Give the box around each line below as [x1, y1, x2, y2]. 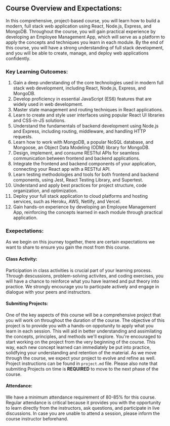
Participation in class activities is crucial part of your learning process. [6, 267, 152, 273]
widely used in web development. [13, 101, 83, 107]
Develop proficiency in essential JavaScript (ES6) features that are [13, 96, 152, 102]
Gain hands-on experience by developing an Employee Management [13, 204, 156, 210]
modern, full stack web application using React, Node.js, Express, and [6, 23, 152, 29]
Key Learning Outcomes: [6, 68, 68, 75]
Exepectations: [6, 227, 44, 234]
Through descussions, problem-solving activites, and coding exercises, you [6, 272, 164, 279]
